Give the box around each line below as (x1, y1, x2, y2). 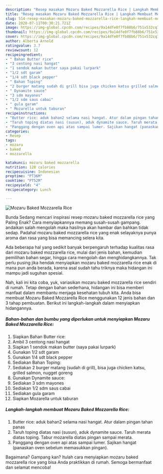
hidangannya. (5, 305, 33, 311)
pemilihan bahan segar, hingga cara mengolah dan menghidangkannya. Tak (5, 254, 156, 260)
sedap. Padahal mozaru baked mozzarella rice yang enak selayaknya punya (5, 229, 157, 235)
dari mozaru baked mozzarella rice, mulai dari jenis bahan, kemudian (5, 249, 142, 255)
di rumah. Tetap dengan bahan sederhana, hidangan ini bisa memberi (5, 284, 144, 290)
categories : (5, 129, 30, 134)
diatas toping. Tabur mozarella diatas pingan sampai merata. (12, 434, 133, 440)
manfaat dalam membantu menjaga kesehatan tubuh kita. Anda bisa (5, 290, 141, 295)
